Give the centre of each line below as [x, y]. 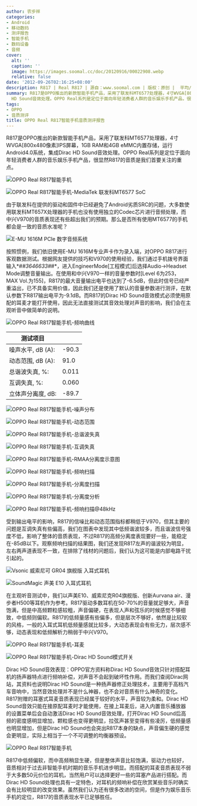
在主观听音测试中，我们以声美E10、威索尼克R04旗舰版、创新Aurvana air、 [96, 596]
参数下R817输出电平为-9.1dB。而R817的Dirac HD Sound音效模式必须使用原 [101, 295]
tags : [13, 104]
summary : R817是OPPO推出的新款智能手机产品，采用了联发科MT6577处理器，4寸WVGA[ [97, 93]
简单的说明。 [47, 310]
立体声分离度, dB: [33, 394]
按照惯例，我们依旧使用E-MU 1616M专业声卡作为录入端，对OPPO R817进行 [97, 251]
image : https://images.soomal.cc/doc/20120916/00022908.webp [88, 72]
